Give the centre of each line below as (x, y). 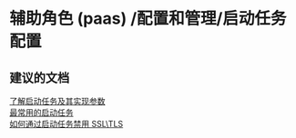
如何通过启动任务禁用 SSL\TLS (66, 124)
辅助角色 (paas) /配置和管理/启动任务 (148, 19)
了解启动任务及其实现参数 (57, 101)
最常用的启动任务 (41, 113)
